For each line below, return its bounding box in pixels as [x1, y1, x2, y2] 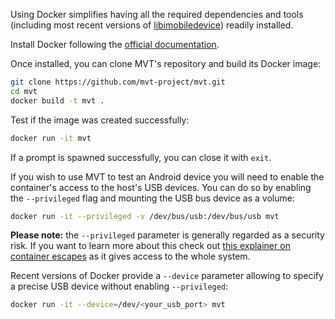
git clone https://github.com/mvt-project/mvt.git [10, 77, 226, 87]
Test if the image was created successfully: [10, 114, 190, 126]
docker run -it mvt [10, 133, 92, 143]
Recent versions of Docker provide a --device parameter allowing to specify [10, 270, 324, 282]
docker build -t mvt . [10, 95, 105, 106]
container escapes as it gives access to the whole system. [10, 250, 251, 263]
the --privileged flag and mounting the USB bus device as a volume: [10, 192, 295, 204]
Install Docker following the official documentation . [10, 39, 220, 50]
